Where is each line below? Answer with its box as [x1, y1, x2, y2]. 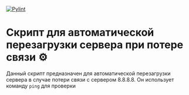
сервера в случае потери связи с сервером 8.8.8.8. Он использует [6, 76, 174, 83]
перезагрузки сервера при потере [6, 38, 184, 52]
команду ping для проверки [6, 82, 76, 89]
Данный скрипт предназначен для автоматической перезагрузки [6, 70, 171, 77]
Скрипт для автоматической [6, 26, 154, 39]
